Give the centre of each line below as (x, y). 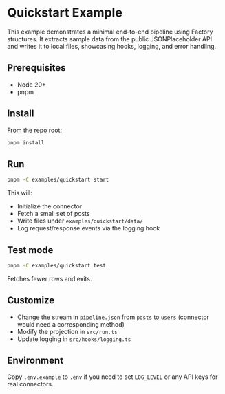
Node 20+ (32, 85)
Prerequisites (36, 68)
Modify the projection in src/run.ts (67, 331)
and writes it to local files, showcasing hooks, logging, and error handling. (112, 46)
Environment (35, 361)
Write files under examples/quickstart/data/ (80, 221)
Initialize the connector (50, 206)
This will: (20, 193)
